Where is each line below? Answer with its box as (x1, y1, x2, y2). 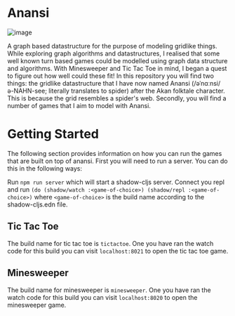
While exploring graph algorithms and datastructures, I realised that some (7, 49, 220, 58)
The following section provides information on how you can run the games (7, 149, 222, 157)
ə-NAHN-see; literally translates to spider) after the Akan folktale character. (7, 86, 226, 95)
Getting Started (7, 126, 100, 142)
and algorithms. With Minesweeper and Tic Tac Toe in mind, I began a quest (7, 64, 227, 72)
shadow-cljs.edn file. (7, 200, 68, 209)
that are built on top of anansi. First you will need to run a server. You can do (7, 157, 228, 165)
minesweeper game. (7, 301, 67, 309)
